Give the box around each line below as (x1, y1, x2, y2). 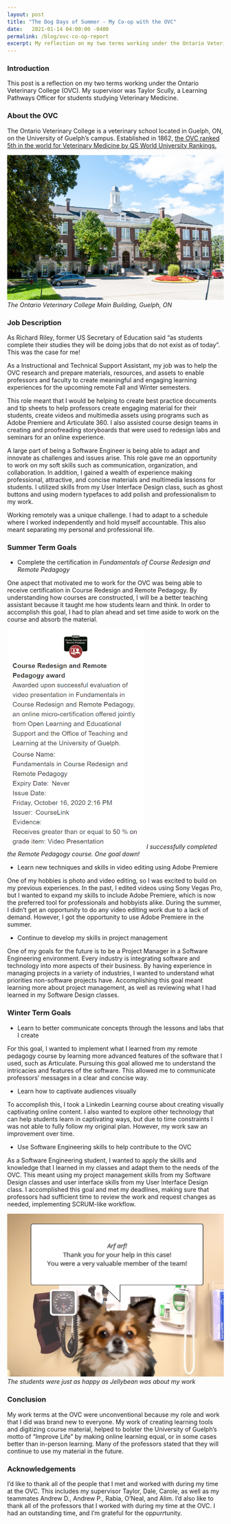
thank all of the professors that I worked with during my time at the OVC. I (7, 1501, 215, 1510)
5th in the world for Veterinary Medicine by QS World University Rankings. (7, 141, 217, 149)
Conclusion (7, 1395, 47, 1404)
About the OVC (7, 111, 58, 120)
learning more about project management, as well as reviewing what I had (7, 984, 217, 992)
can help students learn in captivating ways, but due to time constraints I (7, 1114, 213, 1123)
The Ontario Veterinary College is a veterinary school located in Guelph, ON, (7, 126, 223, 135)
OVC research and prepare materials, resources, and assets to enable (7, 368, 205, 377)
